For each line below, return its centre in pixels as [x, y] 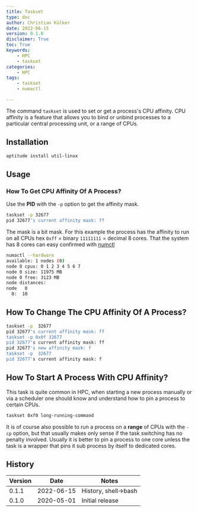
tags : [13, 78]
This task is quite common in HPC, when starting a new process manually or [99, 392]
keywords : [18, 50]
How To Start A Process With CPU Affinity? [87, 378]
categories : [21, 67]
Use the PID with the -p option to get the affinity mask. [73, 204]
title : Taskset [25, 12]
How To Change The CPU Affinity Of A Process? [96, 312]
